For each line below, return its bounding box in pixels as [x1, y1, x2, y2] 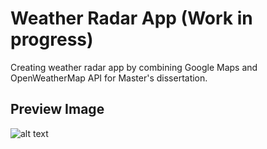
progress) [10, 28, 94, 51]
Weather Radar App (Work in [10, 7, 253, 30]
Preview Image [10, 101, 105, 118]
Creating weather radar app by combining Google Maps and [10, 61, 258, 73]
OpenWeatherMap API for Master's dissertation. [10, 72, 208, 84]
